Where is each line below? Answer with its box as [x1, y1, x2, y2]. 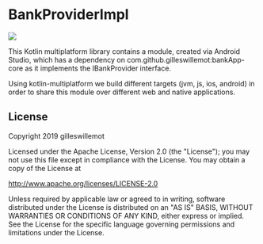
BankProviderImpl [8, 6, 129, 24]
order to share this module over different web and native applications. [8, 87, 236, 97]
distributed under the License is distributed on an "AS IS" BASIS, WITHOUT [8, 202, 253, 212]
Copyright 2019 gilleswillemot [8, 131, 105, 140]
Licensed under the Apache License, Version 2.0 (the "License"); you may [8, 147, 250, 156]
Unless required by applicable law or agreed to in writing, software [8, 194, 226, 204]
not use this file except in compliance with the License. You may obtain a [8, 154, 246, 164]
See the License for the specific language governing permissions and [8, 219, 235, 229]
